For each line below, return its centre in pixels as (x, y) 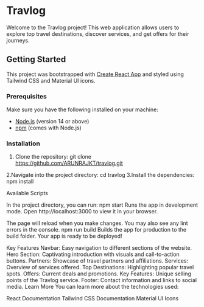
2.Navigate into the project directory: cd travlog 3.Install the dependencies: (100, 175)
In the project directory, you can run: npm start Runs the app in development (102, 205)
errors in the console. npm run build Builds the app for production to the (97, 230)
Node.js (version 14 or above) (52, 122)
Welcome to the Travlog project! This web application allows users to (93, 27)
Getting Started (36, 59)
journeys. (18, 40)
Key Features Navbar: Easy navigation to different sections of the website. (99, 248)
